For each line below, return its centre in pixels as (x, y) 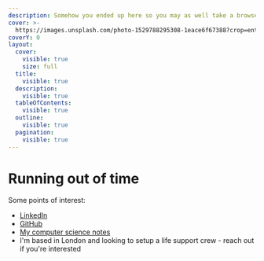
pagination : (35, 132)
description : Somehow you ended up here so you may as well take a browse (133, 15)
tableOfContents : (44, 103)
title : (26, 74)
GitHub (31, 224)
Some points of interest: (47, 200)
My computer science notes (65, 232)
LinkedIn (33, 215)
